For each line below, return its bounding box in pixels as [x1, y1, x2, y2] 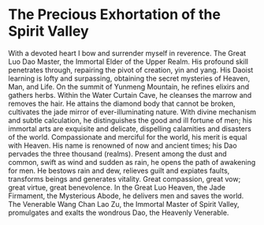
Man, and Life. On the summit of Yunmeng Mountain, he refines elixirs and [8, 81, 250, 92]
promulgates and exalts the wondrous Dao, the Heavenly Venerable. [8, 208, 229, 217]
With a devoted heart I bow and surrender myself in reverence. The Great [8, 48, 247, 58]
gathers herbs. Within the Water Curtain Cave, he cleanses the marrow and [8, 90, 252, 99]
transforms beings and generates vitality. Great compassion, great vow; [8, 174, 241, 183]
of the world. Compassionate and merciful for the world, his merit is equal [8, 132, 247, 141]
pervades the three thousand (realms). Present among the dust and [8, 148, 227, 159]
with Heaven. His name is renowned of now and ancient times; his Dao [8, 141, 238, 150]
